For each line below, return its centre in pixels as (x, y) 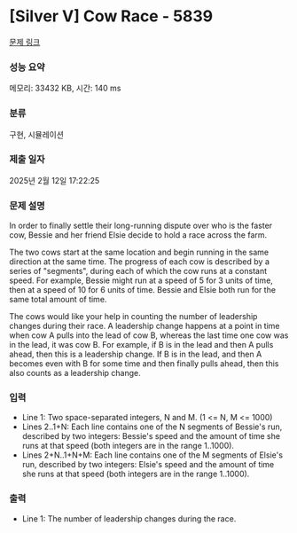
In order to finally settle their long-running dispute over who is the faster (141, 226)
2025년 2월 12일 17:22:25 (55, 180)
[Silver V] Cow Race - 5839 (111, 16)
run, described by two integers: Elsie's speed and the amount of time (148, 465)
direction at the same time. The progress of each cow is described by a (140, 262)
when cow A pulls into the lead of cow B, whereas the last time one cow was (149, 335)
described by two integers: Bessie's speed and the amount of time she (151, 436)
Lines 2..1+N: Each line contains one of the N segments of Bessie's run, (152, 427)
